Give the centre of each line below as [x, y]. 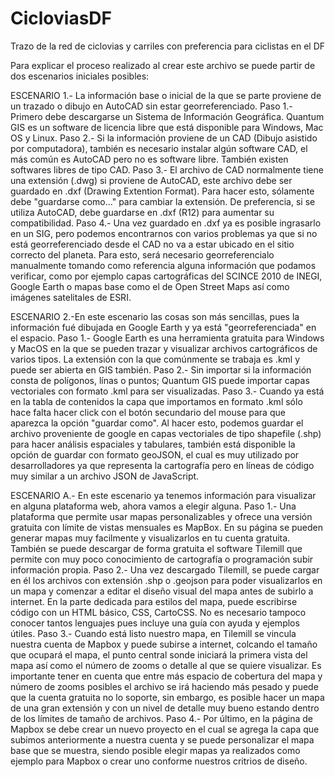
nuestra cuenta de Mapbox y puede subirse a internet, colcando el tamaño [164, 644]
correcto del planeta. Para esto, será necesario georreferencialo [142, 254]
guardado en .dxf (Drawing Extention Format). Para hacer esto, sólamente [162, 191]
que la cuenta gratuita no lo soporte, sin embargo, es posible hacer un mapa [167, 697]
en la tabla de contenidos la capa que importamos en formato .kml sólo [156, 401]
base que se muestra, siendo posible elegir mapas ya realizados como [155, 750]
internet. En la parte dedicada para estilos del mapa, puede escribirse [154, 601]
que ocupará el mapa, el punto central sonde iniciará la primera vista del [159, 654]
